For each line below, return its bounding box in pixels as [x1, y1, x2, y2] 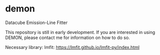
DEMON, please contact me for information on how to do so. [5, 34, 130, 40]
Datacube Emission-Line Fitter [5, 19, 68, 25]
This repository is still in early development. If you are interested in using [5, 29, 155, 35]
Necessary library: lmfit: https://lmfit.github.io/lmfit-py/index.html [5, 44, 139, 50]
